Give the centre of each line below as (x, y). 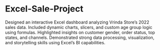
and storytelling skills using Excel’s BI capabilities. (55, 42)
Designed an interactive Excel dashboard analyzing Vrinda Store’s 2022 (77, 22)
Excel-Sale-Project (44, 9)
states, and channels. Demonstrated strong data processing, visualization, (80, 37)
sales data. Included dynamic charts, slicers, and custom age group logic (79, 27)
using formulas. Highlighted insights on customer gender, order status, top (80, 32)
